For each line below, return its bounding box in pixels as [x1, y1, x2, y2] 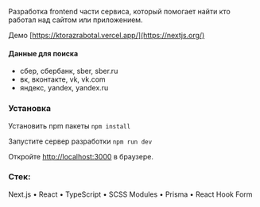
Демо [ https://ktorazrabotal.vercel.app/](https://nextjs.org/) [8, 31, 205, 40]
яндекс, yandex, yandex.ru [19, 83, 109, 93]
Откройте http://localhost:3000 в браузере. [8, 151, 153, 161]
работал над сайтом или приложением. [8, 15, 143, 25]
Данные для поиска [8, 48, 79, 58]
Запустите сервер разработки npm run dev [8, 136, 153, 146]
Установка [8, 103, 52, 114]
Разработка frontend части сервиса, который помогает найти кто [8, 7, 231, 16]
